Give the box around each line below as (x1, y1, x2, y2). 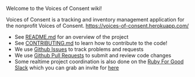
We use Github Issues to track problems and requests (14, 46, 144, 53)
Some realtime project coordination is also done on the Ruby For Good (14, 58, 184, 65)
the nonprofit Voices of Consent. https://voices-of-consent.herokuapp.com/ (6, 23, 189, 29)
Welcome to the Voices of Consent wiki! (6, 5, 102, 12)
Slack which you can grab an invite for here (14, 64, 119, 71)
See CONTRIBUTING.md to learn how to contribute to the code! (14, 40, 168, 46)
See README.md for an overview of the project (14, 34, 129, 40)
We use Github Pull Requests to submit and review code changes (14, 52, 172, 58)
